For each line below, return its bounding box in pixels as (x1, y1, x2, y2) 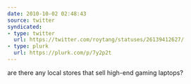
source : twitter (7, 17, 55, 24)
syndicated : (7, 23, 42, 30)
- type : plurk (7, 43, 49, 50)
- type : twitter (7, 29, 55, 37)
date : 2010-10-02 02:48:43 (7, 10, 87, 17)
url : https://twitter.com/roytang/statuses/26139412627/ (13, 36, 185, 43)
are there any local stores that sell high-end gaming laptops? (7, 68, 183, 77)
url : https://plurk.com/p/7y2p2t (13, 50, 112, 57)
